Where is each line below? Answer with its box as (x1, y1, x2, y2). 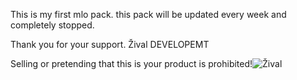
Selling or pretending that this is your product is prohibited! (10, 58, 253, 69)
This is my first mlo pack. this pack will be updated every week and (10, 9, 287, 20)
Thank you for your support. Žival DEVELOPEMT (10, 39, 210, 50)
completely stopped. (10, 19, 95, 31)
